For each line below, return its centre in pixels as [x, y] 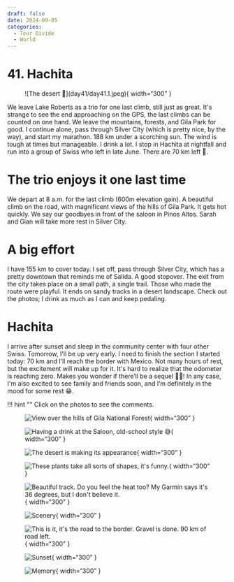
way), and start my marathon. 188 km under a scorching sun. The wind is [112, 137]
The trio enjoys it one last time [97, 180]
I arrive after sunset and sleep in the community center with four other [108, 346]
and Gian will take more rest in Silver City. [67, 221]
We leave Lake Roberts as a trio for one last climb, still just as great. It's [110, 107]
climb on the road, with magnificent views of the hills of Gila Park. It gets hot [117, 206]
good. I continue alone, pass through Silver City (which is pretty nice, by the [116, 129]
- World [25, 40]
